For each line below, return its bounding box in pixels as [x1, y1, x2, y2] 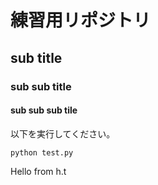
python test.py [10, 147, 74, 158]
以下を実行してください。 [10, 127, 116, 140]
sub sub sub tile [10, 104, 78, 116]
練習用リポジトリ [10, 9, 152, 32]
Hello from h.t [10, 165, 67, 177]
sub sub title [10, 79, 72, 93]
